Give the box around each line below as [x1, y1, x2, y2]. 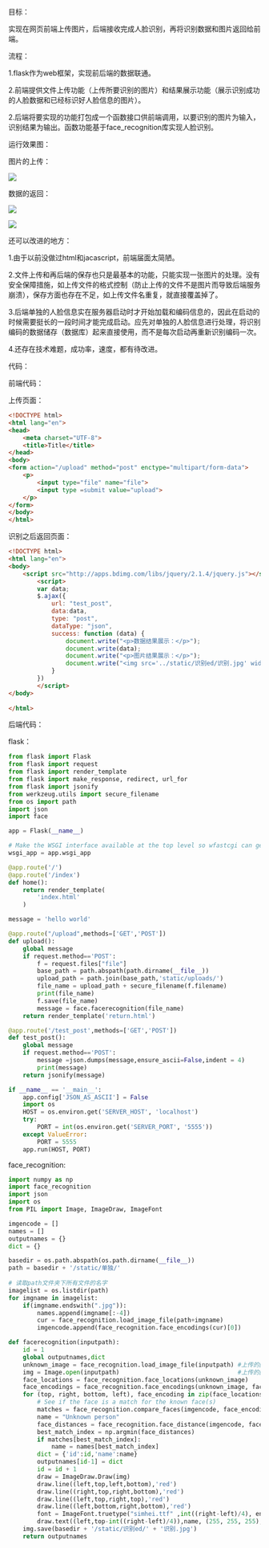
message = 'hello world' [8, 915, 91, 923]
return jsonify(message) [22, 1071, 106, 1079]
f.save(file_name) [37, 996, 98, 1005]
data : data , [50, 607, 88, 616]
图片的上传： [8, 157, 50, 166]
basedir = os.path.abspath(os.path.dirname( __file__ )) [8, 1257, 195, 1265]
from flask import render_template [8, 768, 127, 776]
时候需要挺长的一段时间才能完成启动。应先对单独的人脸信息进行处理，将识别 [8, 317, 261, 327]
